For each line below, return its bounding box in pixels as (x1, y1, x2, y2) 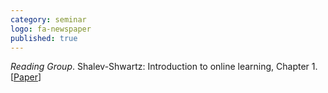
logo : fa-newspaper (10, 24, 92, 34)
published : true (10, 33, 78, 43)
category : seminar (10, 14, 87, 25)
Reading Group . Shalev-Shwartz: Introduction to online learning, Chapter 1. (10, 61, 318, 73)
